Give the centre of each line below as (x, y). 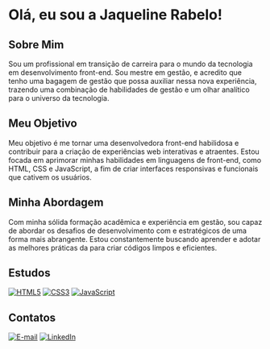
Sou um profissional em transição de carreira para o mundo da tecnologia (131, 64)
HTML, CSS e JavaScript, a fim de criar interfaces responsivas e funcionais (133, 168)
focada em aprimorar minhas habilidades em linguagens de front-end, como (135, 160)
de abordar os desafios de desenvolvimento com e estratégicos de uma (128, 231)
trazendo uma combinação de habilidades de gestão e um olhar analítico (129, 89)
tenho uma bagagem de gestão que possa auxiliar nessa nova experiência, (133, 81)
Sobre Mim (36, 45)
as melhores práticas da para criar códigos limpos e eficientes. (113, 247)
